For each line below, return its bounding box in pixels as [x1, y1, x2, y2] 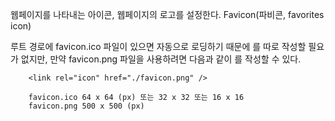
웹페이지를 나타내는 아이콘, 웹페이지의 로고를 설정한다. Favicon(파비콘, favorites [10, 9, 325, 20]
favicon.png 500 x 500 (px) [28, 101, 145, 111]
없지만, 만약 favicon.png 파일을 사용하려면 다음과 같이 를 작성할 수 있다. [20, 53, 302, 65]
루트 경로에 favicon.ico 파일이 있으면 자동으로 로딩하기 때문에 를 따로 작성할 [10, 41, 307, 52]
